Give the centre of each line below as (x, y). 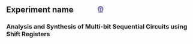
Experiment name (40, 10)
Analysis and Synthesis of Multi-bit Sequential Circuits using (97, 27)
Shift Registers (28, 34)
